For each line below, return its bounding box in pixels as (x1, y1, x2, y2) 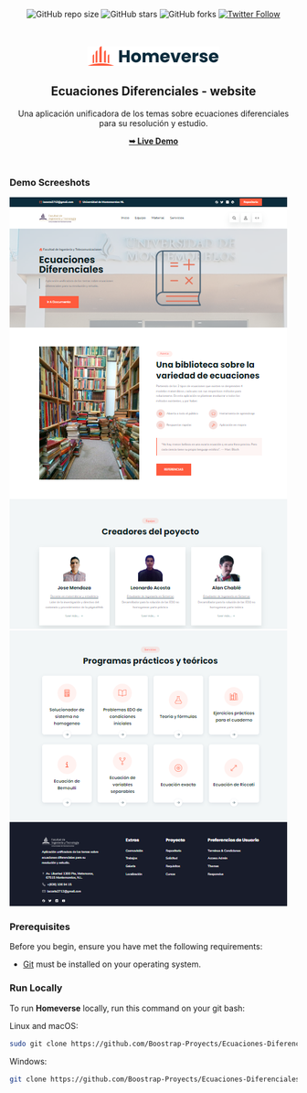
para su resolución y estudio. (99, 117, 208, 128)
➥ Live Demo (128, 135, 179, 146)
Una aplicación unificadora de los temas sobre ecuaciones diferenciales (17, 108, 290, 119)
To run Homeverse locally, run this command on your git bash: (9, 1002, 245, 1013)
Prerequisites (9, 920, 70, 933)
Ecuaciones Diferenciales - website (50, 83, 257, 100)
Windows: (9, 1055, 48, 1066)
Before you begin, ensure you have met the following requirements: (9, 941, 263, 952)
